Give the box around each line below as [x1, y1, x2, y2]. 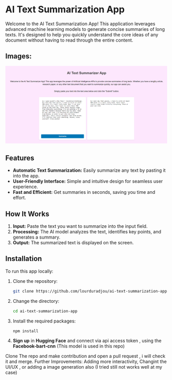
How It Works [5, 209, 50, 218]
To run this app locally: [5, 268, 54, 274]
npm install [12, 328, 39, 334]
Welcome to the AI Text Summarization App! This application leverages [5, 21, 156, 27]
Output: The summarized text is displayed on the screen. [12, 240, 134, 246]
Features [5, 153, 34, 162]
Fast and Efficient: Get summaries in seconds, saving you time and [12, 189, 156, 195]
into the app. [12, 173, 40, 179]
